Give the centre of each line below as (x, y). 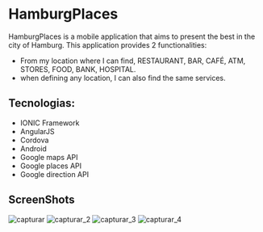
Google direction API (54, 174)
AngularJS (37, 131)
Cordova (34, 140)
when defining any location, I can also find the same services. (123, 78)
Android (33, 148)
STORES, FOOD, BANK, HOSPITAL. (78, 69)
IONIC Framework (50, 123)
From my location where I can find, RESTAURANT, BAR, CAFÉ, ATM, (133, 61)
